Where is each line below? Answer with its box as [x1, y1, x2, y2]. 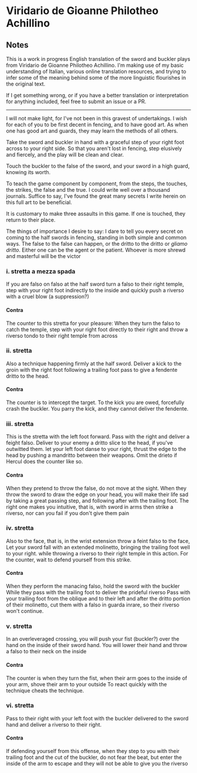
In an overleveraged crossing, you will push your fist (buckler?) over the [6, 635, 180, 643]
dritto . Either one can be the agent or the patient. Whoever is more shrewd [6, 246, 186, 253]
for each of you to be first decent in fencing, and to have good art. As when [6, 121, 189, 128]
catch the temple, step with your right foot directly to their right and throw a [6, 326, 188, 333]
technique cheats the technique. [6, 687, 84, 694]
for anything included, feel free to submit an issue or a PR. [6, 98, 147, 105]
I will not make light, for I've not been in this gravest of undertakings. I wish [6, 115, 188, 121]
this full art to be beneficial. [6, 199, 72, 206]
